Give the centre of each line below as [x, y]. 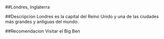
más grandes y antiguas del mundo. [42, 22]
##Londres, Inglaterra [27, 7]
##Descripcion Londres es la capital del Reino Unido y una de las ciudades [82, 16]
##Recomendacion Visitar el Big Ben [43, 31]
